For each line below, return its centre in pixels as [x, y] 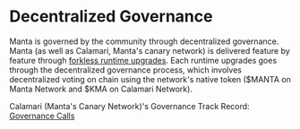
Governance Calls [42, 116]
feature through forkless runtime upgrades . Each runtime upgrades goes [143, 60]
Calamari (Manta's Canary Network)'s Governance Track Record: [129, 106]
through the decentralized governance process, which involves [125, 70]
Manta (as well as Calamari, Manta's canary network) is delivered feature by [150, 50]
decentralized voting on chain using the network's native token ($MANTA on [150, 79]
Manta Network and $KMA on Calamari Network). [101, 89]
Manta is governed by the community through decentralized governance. [144, 41]
